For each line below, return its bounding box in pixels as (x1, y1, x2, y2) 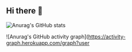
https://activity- (88, 33, 126, 40)
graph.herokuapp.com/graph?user (6, 39, 90, 46)
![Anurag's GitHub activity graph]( (6, 33, 88, 40)
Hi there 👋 (6, 6, 43, 16)
